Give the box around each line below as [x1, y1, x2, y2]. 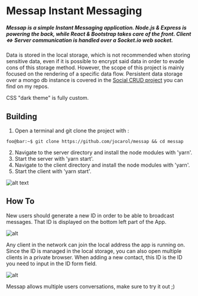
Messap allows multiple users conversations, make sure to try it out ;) [6, 282, 176, 290]
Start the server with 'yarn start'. [14, 155, 94, 162]
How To [6, 196, 35, 206]
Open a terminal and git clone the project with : [14, 127, 129, 134]
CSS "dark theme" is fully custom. [6, 95, 89, 102]
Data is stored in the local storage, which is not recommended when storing [6, 51, 190, 58]
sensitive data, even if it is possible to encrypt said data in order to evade [6, 58, 184, 65]
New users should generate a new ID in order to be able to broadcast [6, 212, 174, 219]
